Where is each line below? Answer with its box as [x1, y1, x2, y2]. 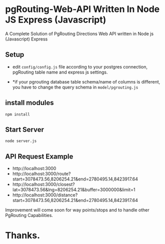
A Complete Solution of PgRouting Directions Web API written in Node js [5, 30, 154, 36]
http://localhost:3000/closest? [12, 181, 75, 187]
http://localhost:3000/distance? [12, 192, 78, 198]
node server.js [5, 138, 37, 143]
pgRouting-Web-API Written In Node [5, 3, 160, 15]
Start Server [5, 125, 44, 133]
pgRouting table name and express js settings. [12, 69, 108, 75]
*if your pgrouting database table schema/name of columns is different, [12, 78, 160, 84]
